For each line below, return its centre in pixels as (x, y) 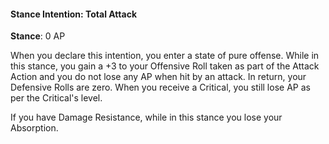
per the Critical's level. (56, 98)
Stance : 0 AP (38, 36)
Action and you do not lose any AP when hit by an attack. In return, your (158, 77)
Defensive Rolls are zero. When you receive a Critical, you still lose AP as (160, 87)
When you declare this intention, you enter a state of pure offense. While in (165, 56)
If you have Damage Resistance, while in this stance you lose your (146, 117)
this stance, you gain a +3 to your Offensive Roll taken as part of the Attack (165, 66)
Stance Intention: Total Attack (74, 14)
